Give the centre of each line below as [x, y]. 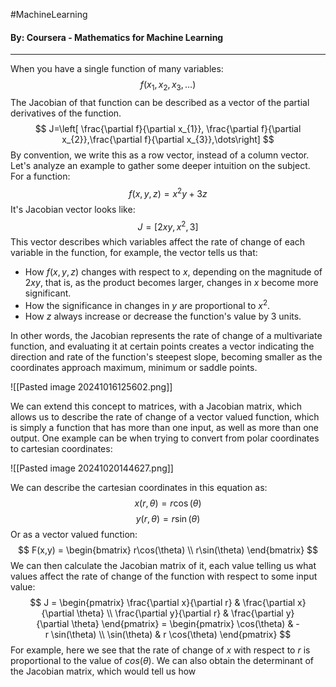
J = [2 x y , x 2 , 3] [168, 226]
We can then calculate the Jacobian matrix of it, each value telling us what [163, 565]
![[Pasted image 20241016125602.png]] [91, 386]
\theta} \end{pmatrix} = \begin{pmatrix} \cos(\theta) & [182, 623]
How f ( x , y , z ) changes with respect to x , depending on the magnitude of [173, 272]
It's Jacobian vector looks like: [73, 209]
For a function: [40, 176]
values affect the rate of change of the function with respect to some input [164, 576]
